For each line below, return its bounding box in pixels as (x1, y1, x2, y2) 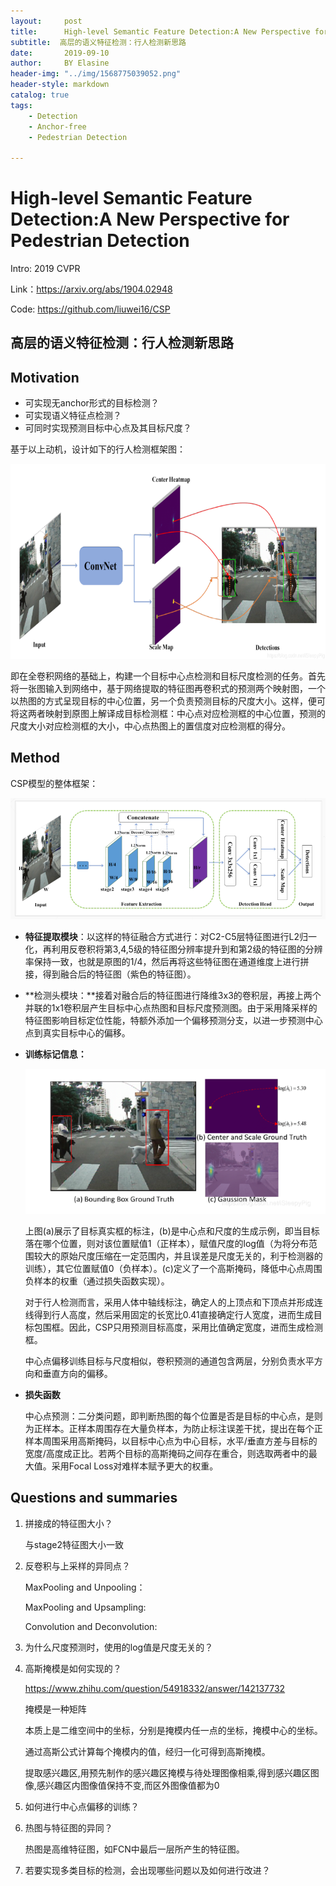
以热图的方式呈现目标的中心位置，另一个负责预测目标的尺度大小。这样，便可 (10, 695, 326, 707)
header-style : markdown (10, 80, 110, 90)
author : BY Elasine (10, 58, 110, 69)
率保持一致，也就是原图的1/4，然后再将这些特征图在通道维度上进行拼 (24, 955, 310, 967)
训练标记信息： (24, 1048, 87, 1060)
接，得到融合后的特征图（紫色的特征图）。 (24, 968, 197, 980)
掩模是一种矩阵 (24, 1703, 87, 1715)
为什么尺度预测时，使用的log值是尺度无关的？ (24, 1641, 214, 1653)
